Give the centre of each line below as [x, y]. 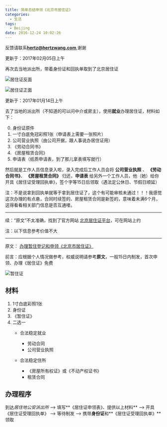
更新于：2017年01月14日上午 [34, 101]
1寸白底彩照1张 [27, 304]
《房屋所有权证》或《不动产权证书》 [64, 371]
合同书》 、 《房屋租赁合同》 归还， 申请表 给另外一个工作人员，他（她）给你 [82, 176]
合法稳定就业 [33, 333]
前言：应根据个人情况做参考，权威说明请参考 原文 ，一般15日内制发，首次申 [81, 257]
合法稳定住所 [33, 360]
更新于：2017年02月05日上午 [35, 58]
